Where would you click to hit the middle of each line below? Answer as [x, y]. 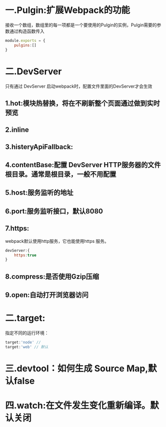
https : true [25, 255]
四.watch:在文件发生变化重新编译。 [78, 406]
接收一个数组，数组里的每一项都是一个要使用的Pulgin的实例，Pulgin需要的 [81, 25]
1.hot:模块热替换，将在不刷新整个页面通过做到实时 [83, 103]
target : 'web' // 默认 [27, 347]
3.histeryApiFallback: [39, 147]
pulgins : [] [25, 45]
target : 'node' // [23, 342]
